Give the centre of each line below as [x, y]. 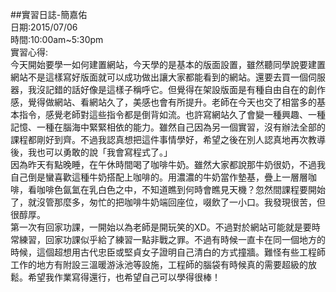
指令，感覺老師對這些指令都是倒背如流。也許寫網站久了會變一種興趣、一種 [172, 114]
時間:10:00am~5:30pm [57, 39]
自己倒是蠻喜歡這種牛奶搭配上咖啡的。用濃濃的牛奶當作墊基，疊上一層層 [159, 177]
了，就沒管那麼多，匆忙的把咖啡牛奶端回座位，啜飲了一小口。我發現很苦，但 [168, 202]
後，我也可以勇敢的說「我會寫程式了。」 [91, 152]
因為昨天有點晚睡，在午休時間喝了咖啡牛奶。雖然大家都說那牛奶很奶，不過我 [168, 164]
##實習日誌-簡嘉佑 [49, 14]
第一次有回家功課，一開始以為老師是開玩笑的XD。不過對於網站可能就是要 [161, 227]
